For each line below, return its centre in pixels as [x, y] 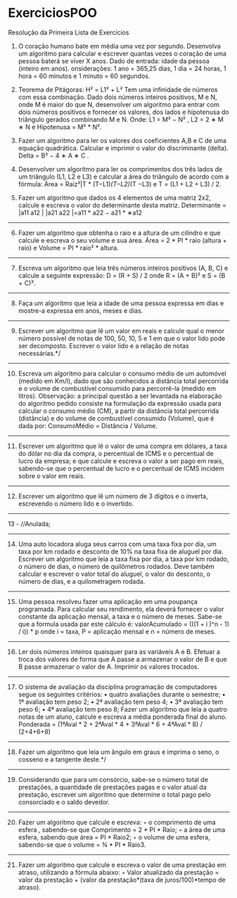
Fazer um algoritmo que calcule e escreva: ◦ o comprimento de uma [117, 822]
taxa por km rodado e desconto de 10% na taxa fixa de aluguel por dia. [121, 551]
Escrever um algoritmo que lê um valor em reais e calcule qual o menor [121, 331]
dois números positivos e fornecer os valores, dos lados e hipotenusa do [123, 112]
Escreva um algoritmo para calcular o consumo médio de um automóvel [122, 373]
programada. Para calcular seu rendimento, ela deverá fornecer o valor [121, 609]
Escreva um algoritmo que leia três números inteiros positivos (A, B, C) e [123, 268]
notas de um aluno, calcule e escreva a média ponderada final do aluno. [122, 717]
